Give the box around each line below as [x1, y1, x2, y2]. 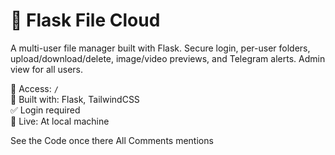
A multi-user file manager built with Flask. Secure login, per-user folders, [10, 42, 311, 54]
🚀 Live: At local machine [10, 115, 110, 127]
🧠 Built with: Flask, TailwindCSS [10, 93, 140, 105]
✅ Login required [10, 104, 81, 116]
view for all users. [10, 63, 84, 75]
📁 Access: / [10, 82, 59, 94]
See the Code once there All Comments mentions [10, 134, 214, 146]
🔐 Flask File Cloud [10, 9, 161, 32]
